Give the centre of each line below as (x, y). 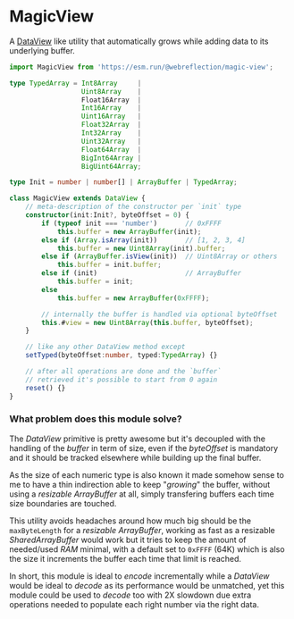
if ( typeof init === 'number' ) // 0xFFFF (131, 223)
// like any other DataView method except (105, 347)
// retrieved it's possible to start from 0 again (122, 380)
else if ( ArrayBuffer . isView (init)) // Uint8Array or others (160, 256)
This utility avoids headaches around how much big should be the (130, 521)
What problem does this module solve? (96, 419)
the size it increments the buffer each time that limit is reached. (126, 558)
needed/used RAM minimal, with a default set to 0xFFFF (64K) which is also (147, 549)
